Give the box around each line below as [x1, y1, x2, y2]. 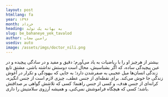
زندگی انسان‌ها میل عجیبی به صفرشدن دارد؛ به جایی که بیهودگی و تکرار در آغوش [6, 69, 158, 76]
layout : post [6, 7, 33, 13]
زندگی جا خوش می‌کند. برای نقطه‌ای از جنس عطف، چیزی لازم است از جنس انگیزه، [6, 75, 163, 81]
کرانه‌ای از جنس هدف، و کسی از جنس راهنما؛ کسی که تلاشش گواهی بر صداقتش [6, 80, 158, 86]
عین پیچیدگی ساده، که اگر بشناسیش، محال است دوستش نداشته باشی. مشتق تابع [6, 64, 160, 70]
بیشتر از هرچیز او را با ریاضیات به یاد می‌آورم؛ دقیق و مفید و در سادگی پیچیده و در [6, 59, 159, 65]
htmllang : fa [6, 12, 33, 17]
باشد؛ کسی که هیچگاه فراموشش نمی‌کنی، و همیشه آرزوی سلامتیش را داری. [6, 85, 149, 91]
